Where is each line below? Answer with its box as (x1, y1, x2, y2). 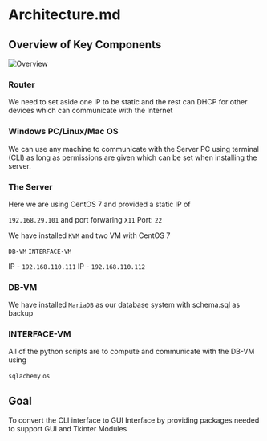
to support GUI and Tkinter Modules (8, 424, 127, 434)
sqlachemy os (8, 372, 51, 381)
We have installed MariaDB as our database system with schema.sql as (8, 300, 241, 310)
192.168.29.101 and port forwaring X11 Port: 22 (8, 214, 163, 224)
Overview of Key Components (8, 38, 162, 51)
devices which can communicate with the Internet (8, 106, 173, 116)
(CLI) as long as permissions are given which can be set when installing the (8, 153, 257, 162)
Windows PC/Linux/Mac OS (8, 126, 119, 137)
